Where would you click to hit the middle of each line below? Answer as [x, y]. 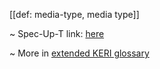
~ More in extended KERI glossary [79, 53]
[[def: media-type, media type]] [74, 14]
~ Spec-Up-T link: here [57, 33]
